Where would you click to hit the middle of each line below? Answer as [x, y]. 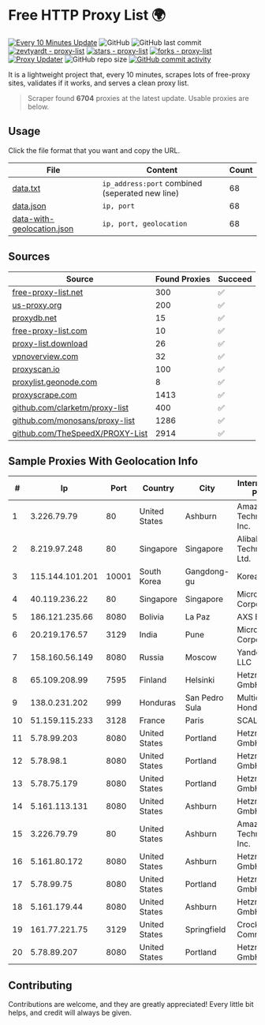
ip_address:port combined [152, 183]
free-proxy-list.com [50, 331]
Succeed [235, 279]
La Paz [198, 617]
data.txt [26, 188]
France [152, 720]
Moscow [201, 657]
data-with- [34, 219]
